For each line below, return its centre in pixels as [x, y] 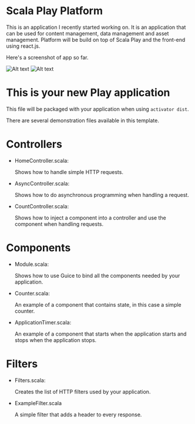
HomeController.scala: [41, 160]
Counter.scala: [32, 293]
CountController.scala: [42, 206]
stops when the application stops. [56, 340]
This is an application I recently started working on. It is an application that [96, 27]
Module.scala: [31, 264]
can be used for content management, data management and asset [88, 33]
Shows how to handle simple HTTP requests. [69, 172]
